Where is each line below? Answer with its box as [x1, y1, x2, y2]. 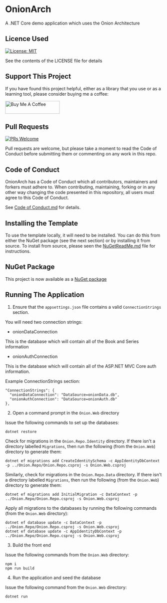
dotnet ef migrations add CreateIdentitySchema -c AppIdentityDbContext [5, 458, 160, 463]
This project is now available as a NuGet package [5, 276, 107, 282]
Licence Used [5, 35, 49, 43]
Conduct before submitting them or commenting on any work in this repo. [5, 151, 156, 157]
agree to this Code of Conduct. [5, 194, 69, 201]
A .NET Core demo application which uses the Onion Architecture [5, 20, 140, 26]
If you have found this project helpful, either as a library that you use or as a [5, 85, 161, 91]
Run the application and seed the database [12, 574, 101, 580]
